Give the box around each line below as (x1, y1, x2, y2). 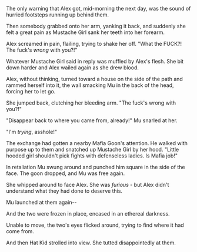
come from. (6, 228, 34, 234)
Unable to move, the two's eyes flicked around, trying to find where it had (6, 221, 184, 229)
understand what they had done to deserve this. (6, 187, 122, 194)
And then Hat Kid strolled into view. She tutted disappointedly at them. (6, 239, 176, 246)
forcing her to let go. (6, 88, 56, 95)
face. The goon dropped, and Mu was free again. (6, 170, 125, 177)
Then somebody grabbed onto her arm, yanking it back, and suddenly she (6, 23, 186, 29)
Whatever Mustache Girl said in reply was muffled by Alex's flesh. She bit (6, 58, 184, 65)
